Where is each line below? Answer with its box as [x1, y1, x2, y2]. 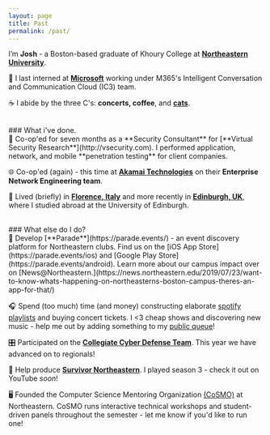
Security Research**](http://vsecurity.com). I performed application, [8, 143, 236, 152]
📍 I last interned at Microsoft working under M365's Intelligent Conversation [8, 74, 263, 83]
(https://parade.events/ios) [8, 250, 99, 260]
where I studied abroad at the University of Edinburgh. [8, 200, 189, 211]
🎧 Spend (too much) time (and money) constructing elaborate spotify [8, 301, 242, 311]
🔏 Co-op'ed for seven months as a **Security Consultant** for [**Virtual [8, 134, 253, 144]
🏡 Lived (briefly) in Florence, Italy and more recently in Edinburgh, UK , [8, 192, 245, 202]
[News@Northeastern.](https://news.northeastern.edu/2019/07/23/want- [19, 268, 263, 278]
